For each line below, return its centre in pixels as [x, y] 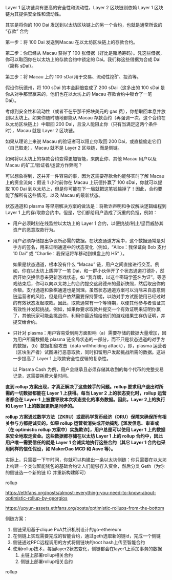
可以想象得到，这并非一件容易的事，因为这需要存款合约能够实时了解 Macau [85, 176]
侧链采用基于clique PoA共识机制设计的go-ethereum [67, 530]
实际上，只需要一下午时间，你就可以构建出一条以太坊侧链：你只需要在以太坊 [86, 460]
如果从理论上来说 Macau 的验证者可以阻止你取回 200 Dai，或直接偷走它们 [83, 141]
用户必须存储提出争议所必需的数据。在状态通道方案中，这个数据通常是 [87, 241]
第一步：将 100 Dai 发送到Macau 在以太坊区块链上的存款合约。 [72, 42]
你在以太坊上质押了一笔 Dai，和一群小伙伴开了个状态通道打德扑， [91, 271]
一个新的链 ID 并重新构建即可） [56, 472]
